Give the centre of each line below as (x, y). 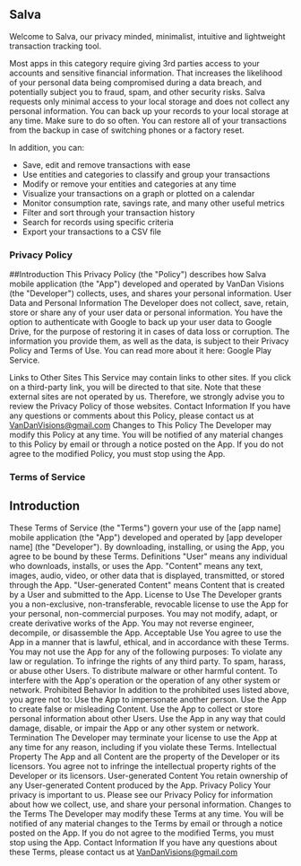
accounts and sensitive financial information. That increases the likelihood (146, 73)
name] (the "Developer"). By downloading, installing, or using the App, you (147, 547)
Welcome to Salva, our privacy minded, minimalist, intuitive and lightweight (147, 36)
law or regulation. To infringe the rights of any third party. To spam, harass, (148, 661)
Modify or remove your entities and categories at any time (129, 184)
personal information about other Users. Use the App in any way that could (147, 718)
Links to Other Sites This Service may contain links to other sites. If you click (150, 378)
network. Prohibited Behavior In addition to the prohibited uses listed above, (149, 689)
